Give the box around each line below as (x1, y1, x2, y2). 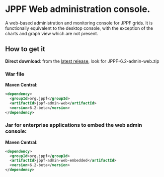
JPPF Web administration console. (5, 3, 151, 15)
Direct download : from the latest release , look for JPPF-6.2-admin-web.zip (5, 58, 160, 64)
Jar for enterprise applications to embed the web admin (5, 122, 143, 129)
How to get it (5, 45, 46, 53)
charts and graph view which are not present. (5, 30, 98, 36)
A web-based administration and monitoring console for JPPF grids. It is (5, 20, 153, 26)
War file (5, 71, 25, 78)
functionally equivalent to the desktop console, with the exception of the (5, 25, 153, 31)
